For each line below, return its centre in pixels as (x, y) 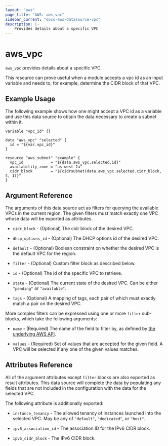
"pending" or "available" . (39, 288)
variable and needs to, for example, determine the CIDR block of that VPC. (83, 83)
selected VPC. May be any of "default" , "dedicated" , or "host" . (79, 418)
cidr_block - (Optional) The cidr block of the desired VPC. (73, 228)
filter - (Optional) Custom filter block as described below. (74, 263)
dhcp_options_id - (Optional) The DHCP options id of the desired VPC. (86, 238)
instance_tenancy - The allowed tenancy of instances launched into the (87, 413)
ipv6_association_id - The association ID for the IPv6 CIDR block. (81, 428)
